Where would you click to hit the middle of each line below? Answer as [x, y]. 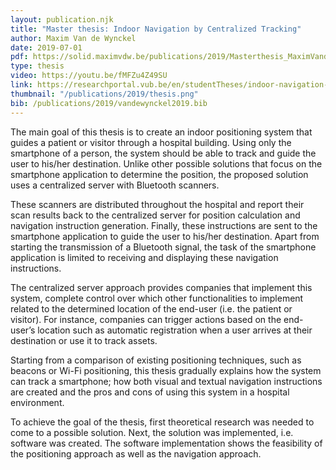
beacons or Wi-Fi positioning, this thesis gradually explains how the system [166, 370]
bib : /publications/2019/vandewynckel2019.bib [109, 103]
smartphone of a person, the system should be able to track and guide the [163, 153]
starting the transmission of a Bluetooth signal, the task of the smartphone [163, 247]
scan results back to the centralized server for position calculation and [155, 215]
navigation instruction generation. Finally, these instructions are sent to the [164, 225]
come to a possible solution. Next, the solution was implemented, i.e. [152, 432]
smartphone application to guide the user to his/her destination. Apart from [165, 236]
